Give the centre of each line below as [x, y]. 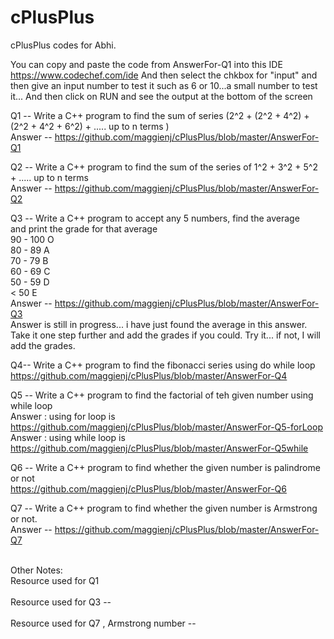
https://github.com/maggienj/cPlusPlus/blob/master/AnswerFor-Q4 [149, 375]
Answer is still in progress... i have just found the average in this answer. [159, 324]
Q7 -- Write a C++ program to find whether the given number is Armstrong [164, 508]
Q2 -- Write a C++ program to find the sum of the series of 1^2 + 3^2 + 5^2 [164, 167]
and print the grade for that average [84, 228]
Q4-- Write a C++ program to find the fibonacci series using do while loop [163, 365]
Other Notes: [36, 570]
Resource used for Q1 [55, 580]
